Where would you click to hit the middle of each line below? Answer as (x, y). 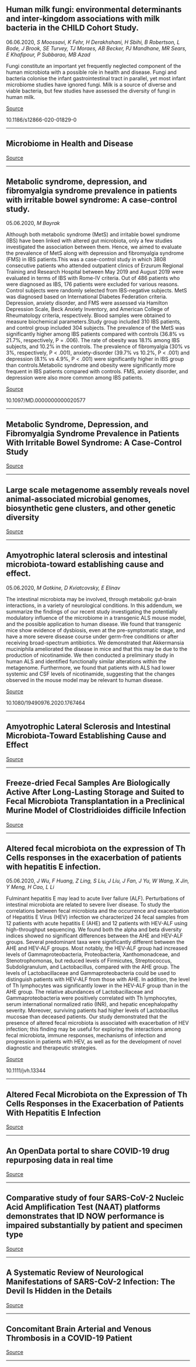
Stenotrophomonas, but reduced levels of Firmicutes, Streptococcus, (89, 961)
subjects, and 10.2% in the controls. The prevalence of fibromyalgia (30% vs (98, 347)
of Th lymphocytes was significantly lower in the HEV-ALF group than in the (97, 986)
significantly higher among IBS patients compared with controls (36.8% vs (95, 334)
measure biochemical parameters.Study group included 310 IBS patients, (94, 322)
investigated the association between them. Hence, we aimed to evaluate (94, 247)
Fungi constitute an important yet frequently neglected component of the (94, 66)
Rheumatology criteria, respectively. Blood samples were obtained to (89, 315)
